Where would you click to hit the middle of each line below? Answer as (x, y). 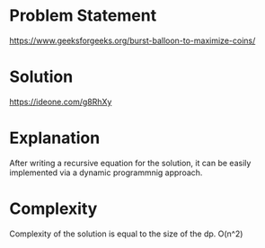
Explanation (55, 138)
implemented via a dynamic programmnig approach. (106, 173)
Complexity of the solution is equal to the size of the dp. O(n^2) (126, 234)
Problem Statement (83, 16)
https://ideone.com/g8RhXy (61, 102)
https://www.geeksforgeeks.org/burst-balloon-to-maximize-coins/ (132, 40)
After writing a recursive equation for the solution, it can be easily (130, 163)
